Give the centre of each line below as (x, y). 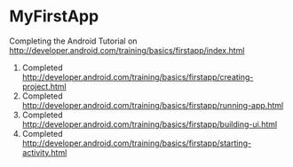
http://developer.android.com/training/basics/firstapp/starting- (136, 143)
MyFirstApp (54, 16)
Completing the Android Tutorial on (73, 41)
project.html (44, 86)
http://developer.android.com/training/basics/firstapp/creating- (138, 76)
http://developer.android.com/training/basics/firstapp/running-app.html (153, 105)
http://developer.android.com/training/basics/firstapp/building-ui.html (150, 124)
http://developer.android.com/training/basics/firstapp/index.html (127, 50)
